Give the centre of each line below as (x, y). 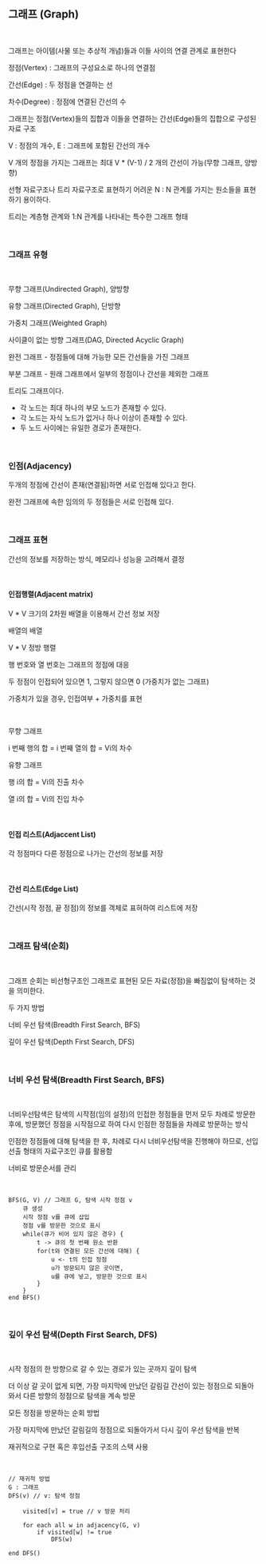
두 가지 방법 (27, 1007)
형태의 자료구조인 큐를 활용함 (68, 1151)
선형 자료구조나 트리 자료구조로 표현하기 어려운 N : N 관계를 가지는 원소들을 (125, 189)
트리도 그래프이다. (36, 391)
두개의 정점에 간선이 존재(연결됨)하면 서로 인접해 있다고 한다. (102, 485)
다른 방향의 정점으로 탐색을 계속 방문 (79, 1396)
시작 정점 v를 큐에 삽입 (56, 1217)
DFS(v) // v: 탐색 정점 (44, 1496)
